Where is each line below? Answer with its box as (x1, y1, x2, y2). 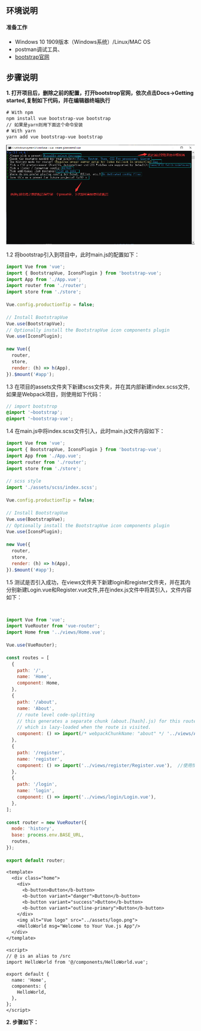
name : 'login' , (17, 788, 55, 794)
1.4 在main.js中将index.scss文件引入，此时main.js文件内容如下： (6, 428, 165, 435)
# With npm (6, 110, 33, 116)
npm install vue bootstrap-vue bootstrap (6, 116, 111, 122)
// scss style (6, 478, 42, 485)
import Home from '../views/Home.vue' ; (6, 629, 106, 635)
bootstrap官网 (14, 53, 50, 60)
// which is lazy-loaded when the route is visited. (17, 724, 151, 731)
